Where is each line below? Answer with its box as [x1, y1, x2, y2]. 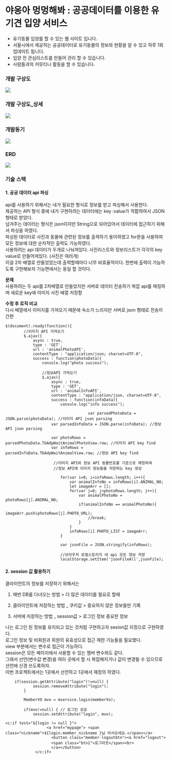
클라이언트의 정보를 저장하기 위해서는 [5, 580, 79, 587]
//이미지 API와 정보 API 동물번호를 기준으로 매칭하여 [53, 460, 153, 466]
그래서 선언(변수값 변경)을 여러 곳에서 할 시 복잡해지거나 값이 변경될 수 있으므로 [5, 656, 163, 663]
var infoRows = [51, 445, 83, 451]
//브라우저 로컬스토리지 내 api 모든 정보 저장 [60, 552, 145, 557]
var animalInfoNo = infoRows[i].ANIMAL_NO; [69, 479, 164, 485]
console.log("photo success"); [41, 360, 109, 366]
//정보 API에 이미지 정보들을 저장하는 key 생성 [53, 466, 142, 471]
